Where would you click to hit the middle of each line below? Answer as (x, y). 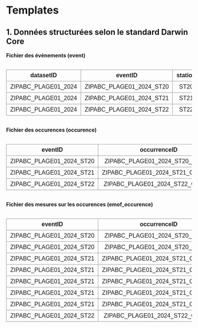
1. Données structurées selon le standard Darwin (97, 32)
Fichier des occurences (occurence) (52, 130)
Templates (32, 10)
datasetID (44, 75)
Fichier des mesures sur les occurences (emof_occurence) (80, 204)
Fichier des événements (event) (46, 55)
